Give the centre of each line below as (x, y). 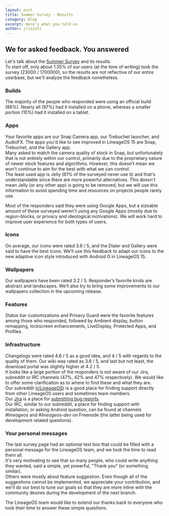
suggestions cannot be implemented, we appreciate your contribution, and (83, 482)
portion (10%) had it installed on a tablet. (47, 112)
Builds (13, 91)
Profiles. (14, 331)
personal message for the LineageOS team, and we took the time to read (81, 450)
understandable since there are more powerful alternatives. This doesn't (80, 180)
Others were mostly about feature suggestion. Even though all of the (76, 477)
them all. (14, 455)
